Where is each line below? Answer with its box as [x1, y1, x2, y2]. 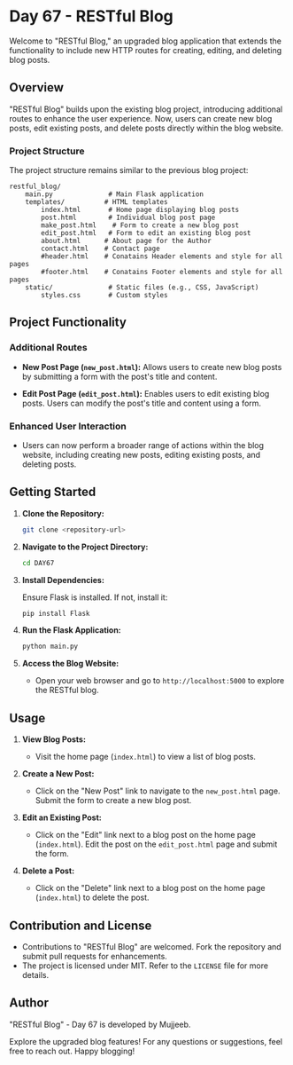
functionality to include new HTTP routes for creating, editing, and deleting [9, 44, 282, 55]
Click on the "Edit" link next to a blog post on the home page [35, 830, 257, 840]
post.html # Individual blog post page [41, 213, 216, 223]
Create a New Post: [21, 769, 95, 779]
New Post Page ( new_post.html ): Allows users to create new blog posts [21, 361, 282, 372]
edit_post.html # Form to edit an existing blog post [41, 229, 251, 238]
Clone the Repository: [21, 508, 104, 518]
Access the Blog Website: [21, 659, 120, 669]
